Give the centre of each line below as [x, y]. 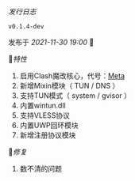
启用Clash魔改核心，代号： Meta [72, 76]
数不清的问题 [40, 169]
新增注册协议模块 [48, 135]
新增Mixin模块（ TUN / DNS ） [69, 86]
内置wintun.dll [42, 106]
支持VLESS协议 [44, 115]
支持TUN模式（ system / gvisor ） [75, 96]
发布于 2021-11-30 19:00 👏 [51, 42]
